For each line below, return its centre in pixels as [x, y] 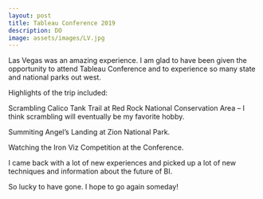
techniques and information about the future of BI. [90, 171]
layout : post [30, 16]
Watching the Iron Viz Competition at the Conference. [96, 147]
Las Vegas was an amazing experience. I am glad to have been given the [128, 60]
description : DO [35, 30]
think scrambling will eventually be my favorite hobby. [96, 117]
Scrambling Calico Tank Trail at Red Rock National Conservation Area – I [127, 108]
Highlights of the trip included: [58, 93]
